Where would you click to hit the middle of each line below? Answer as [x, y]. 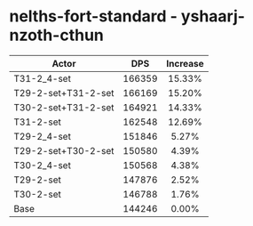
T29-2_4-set [42, 136]
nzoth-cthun [57, 35]
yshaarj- [213, 16]
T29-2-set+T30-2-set [64, 150]
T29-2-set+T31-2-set [64, 93]
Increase [185, 63]
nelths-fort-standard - [93, 16]
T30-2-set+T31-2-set [64, 107]
